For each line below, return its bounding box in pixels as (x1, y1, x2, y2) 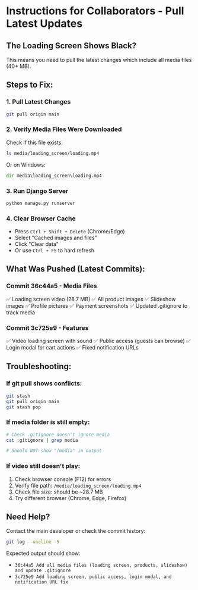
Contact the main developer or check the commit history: (6, 527, 146, 535)
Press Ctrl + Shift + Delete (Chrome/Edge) (14, 228, 126, 235)
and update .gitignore (14, 567, 71, 574)
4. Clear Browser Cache (6, 214, 76, 223)
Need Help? (6, 511, 50, 522)
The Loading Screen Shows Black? (6, 40, 137, 51)
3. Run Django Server (6, 186, 69, 195)
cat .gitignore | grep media (6, 437, 78, 443)
